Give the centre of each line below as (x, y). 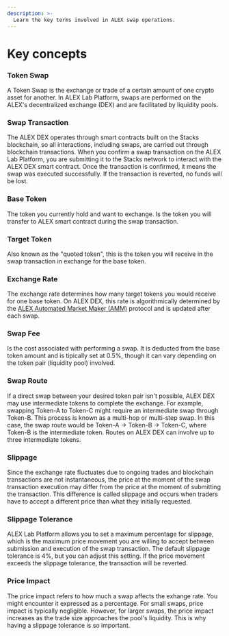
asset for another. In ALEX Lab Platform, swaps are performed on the (104, 97)
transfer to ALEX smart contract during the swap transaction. (93, 221)
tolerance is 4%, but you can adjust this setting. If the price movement (106, 556)
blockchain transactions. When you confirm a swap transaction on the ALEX (114, 152)
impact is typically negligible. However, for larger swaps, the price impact (110, 611)
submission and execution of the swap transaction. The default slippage (109, 549)
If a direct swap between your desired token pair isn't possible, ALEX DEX (111, 396)
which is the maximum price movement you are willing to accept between (110, 541)
